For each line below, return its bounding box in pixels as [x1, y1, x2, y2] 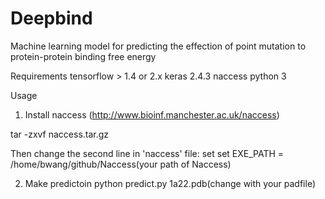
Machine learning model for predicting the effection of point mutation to [10, 40, 307, 52]
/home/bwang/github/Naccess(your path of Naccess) [10, 158, 232, 170]
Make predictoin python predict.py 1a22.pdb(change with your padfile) [24, 177, 316, 189]
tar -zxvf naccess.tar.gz [10, 128, 110, 140]
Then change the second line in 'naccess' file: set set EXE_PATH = [10, 147, 285, 159]
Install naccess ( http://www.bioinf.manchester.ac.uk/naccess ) [24, 108, 280, 121]
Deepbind [10, 7, 93, 30]
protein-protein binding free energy [10, 50, 157, 62]
